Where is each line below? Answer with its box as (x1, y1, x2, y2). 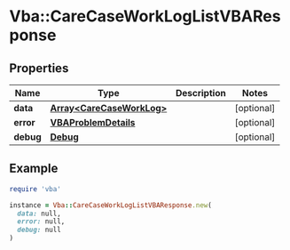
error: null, (17, 217, 66, 226)
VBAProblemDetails (50, 117, 136, 128)
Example (9, 161, 59, 176)
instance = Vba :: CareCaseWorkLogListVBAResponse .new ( (9, 200, 213, 210)
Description (176, 87, 226, 99)
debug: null (17, 225, 62, 235)
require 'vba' (9, 184, 62, 193)
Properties (9, 60, 69, 76)
